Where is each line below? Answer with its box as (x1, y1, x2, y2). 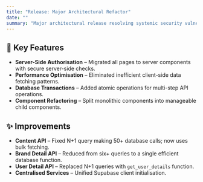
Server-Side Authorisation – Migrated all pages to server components (14, 59, 192, 66)
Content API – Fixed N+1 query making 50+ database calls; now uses (14, 137, 188, 144)
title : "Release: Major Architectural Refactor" (6, 8, 131, 15)
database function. (14, 157, 62, 163)
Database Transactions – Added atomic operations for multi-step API (14, 84, 188, 91)
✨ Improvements (6, 121, 71, 131)
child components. (14, 103, 62, 111)
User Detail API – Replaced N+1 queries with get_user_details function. (14, 163, 195, 170)
